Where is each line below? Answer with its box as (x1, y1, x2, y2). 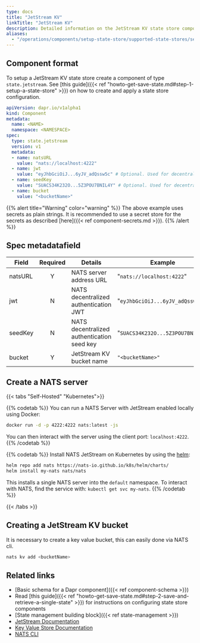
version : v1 (11, 144, 42, 150)
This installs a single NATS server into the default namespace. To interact (6, 479, 187, 486)
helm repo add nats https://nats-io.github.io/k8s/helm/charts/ (6, 462, 169, 468)
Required (39, 258, 65, 266)
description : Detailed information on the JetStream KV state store (6, 25, 180, 32)
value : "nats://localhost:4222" (17, 160, 97, 166)
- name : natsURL (11, 154, 52, 161)
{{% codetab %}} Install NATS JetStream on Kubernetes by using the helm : (6, 451, 190, 458)
